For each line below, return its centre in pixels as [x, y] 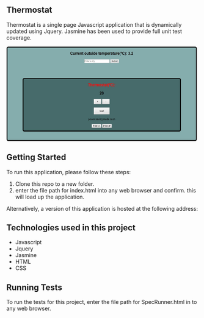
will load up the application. [49, 197]
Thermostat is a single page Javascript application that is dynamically [94, 24]
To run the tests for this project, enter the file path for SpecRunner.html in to [102, 302]
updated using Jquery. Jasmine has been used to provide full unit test [94, 31]
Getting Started [36, 157]
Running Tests [34, 287]
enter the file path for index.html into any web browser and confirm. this [106, 190]
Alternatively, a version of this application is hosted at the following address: [102, 208]
